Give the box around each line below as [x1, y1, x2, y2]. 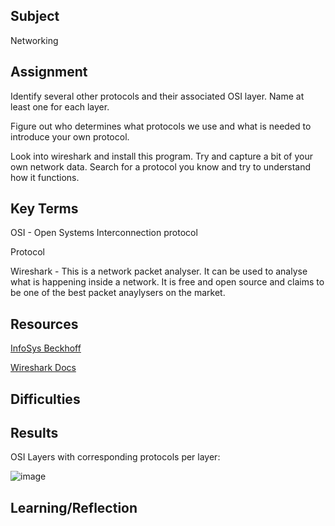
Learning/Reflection [10, 499, 138, 516]
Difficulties [10, 390, 81, 408]
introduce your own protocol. [10, 130, 130, 143]
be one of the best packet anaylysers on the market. [10, 287, 226, 299]
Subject [10, 8, 60, 25]
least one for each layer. [10, 100, 110, 113]
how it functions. [10, 171, 80, 183]
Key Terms [10, 200, 79, 218]
